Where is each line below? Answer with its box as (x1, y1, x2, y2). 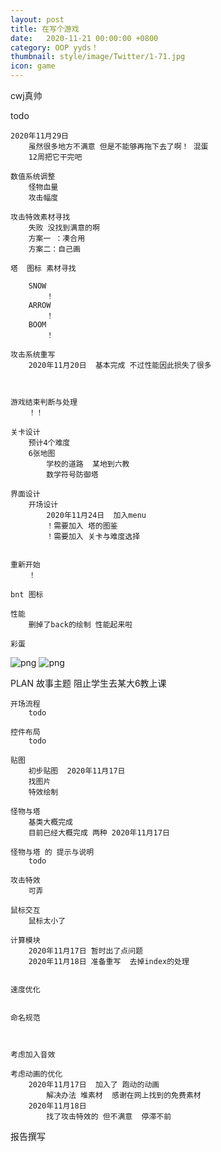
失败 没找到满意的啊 (28, 223, 100, 233)
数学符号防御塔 (46, 470, 99, 480)
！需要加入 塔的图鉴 (46, 521, 118, 531)
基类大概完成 (28, 817, 73, 827)
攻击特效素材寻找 (10, 212, 71, 222)
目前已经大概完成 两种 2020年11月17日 (28, 828, 170, 838)
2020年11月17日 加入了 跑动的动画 (28, 1080, 160, 1090)
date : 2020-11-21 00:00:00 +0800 (10, 33, 159, 43)
